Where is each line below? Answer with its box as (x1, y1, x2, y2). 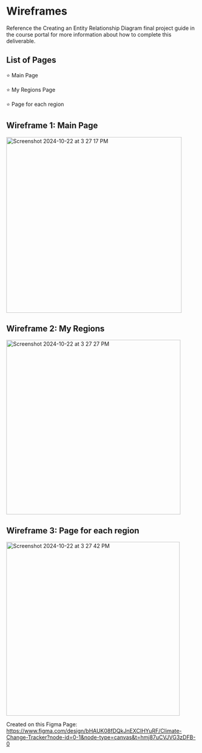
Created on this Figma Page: (6, 721, 78, 728)
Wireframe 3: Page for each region (6, 525, 140, 536)
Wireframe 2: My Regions (6, 323, 105, 334)
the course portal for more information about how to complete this (6, 30, 172, 38)
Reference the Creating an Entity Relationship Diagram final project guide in (6, 24, 195, 32)
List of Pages (6, 55, 56, 65)
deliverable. (6, 37, 36, 44)
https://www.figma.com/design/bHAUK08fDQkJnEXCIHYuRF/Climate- (6, 727, 182, 735)
